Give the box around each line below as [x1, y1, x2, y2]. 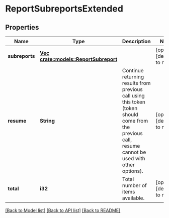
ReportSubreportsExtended [5, 3, 123, 15]
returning [122, 73, 144, 80]
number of [122, 182, 147, 189]
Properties [5, 23, 39, 32]
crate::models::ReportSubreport [40, 56, 118, 63]
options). [122, 168, 143, 174]
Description [122, 38, 151, 45]
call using [122, 92, 145, 99]
